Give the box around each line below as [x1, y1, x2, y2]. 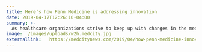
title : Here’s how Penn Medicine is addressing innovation [6, 8, 158, 15]
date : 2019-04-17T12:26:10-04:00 [6, 14, 90, 20]
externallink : [6, 36, 42, 42]
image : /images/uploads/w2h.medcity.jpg [6, 31, 112, 37]
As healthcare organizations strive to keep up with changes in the [11, 25, 187, 32]
